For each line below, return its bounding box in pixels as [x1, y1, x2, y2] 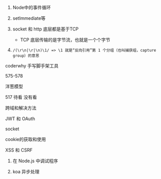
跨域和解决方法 [5, 105, 36, 111]
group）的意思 [12, 53, 39, 58]
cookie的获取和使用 [5, 136, 47, 142]
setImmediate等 [12, 15, 46, 21]
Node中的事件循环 [12, 5, 51, 10]
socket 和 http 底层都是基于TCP [12, 26, 79, 32]
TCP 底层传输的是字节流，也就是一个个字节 [20, 37, 110, 43]
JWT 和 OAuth [5, 116, 35, 122]
